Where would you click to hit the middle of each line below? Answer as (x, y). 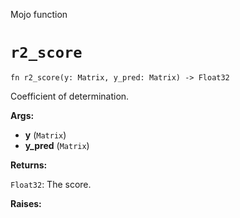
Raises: (26, 203)
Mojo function (39, 14)
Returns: (29, 165)
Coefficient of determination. (70, 96)
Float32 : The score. (51, 184)
